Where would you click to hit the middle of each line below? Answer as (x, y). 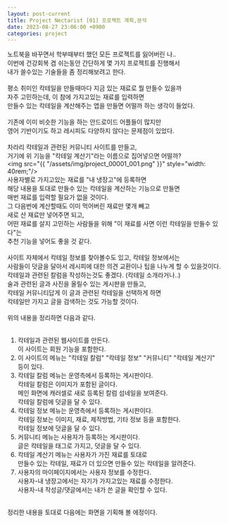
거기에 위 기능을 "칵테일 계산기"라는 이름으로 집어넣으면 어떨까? (94, 156)
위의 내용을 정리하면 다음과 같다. (52, 318)
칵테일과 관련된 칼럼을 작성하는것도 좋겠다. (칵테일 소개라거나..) (94, 275)
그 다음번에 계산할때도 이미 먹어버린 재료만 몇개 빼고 (78, 206)
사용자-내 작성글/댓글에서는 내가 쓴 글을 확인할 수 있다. (92, 490)
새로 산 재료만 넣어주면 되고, (46, 215)
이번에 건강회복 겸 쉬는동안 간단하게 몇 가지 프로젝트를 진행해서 (94, 63)
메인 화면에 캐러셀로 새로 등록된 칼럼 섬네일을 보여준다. (93, 393)
